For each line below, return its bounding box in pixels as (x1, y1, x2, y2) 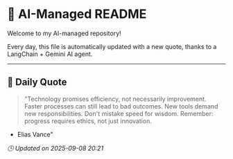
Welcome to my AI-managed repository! (7, 29, 121, 37)
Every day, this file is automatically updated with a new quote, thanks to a (7, 42, 217, 50)
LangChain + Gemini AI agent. (7, 50, 93, 58)
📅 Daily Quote (7, 76, 67, 88)
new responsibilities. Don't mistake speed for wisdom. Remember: (24, 109, 214, 118)
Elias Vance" (17, 130, 53, 138)
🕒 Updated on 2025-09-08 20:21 (7, 144, 104, 152)
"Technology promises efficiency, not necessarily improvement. (24, 95, 207, 103)
